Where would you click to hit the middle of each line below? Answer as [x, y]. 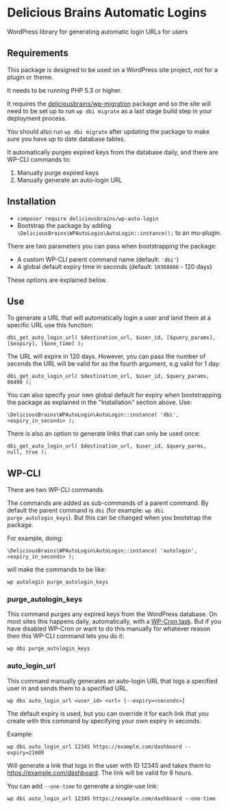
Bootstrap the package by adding [64, 225]
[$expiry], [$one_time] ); [46, 344]
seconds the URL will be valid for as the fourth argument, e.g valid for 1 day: [114, 364]
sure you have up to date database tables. [66, 139]
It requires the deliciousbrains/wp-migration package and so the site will [109, 104]
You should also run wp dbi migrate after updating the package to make [109, 131]
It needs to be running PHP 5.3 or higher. [64, 90]
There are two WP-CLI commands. [56, 490]
